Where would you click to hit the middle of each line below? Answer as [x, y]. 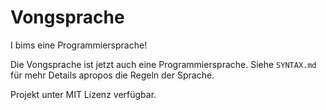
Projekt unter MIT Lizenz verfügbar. [83, 94]
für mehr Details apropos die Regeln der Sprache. [112, 75]
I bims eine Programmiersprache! [79, 45]
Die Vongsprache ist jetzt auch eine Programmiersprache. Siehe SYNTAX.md [163, 64]
